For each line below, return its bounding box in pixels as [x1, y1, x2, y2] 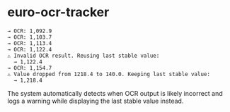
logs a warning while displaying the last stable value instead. [7, 97, 184, 105]
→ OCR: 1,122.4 [7, 46, 52, 53]
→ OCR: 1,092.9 [7, 27, 52, 35]
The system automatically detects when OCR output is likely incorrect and [7, 89, 223, 97]
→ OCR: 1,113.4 [7, 39, 52, 46]
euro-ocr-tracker [7, 4, 110, 20]
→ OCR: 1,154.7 [7, 64, 52, 71]
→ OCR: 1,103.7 [7, 33, 52, 41]
